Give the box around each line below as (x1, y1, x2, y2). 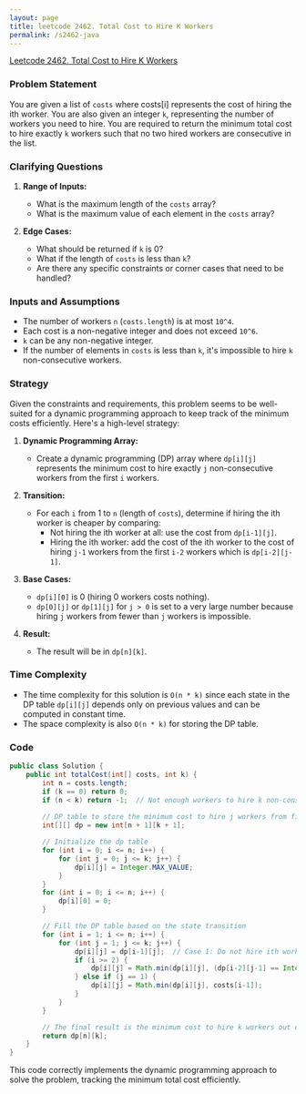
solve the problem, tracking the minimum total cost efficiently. (9, 1074, 241, 1085)
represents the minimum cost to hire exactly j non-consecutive (36, 462, 273, 474)
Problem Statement (9, 78, 97, 91)
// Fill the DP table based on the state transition (42, 922, 247, 931)
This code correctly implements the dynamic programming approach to (9, 1065, 278, 1076)
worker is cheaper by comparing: (36, 516, 161, 528)
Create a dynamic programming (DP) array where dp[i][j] (36, 453, 257, 464)
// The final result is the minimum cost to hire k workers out (42, 1022, 291, 1032)
